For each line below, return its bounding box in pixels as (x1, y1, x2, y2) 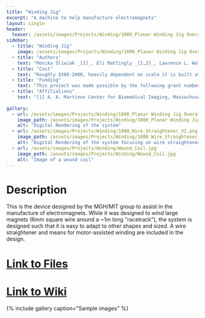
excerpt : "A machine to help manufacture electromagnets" (6, 15, 157, 21)
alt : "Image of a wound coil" (17, 156, 95, 162)
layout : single (6, 20, 45, 26)
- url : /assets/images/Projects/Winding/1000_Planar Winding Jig (12, 111, 182, 117)
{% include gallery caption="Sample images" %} (6, 305, 129, 312)
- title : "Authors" (12, 54, 62, 60)
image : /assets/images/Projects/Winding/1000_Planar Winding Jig (17, 49, 187, 55)
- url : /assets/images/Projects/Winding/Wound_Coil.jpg (12, 145, 157, 151)
